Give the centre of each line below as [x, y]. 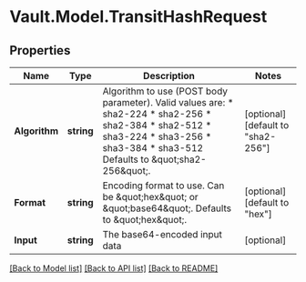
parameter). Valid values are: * [168, 102]
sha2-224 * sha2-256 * [157, 114]
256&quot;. [127, 171]
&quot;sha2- [179, 159]
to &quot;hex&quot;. [145, 220]
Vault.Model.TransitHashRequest [138, 17]
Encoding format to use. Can [163, 186]
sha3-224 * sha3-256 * [157, 136]
